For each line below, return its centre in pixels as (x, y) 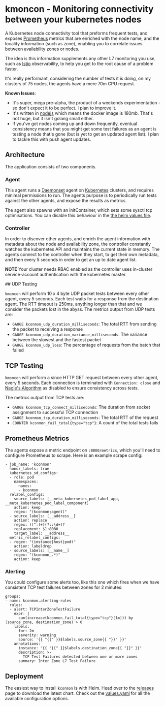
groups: (13, 597)
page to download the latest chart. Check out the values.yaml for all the (78, 693)
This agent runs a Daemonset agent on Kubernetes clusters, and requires (80, 190)
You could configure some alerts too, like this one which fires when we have (82, 582)
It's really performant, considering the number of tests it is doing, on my (78, 78)
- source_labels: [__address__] (43, 516)
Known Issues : (20, 93)
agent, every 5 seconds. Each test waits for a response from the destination (82, 299)
